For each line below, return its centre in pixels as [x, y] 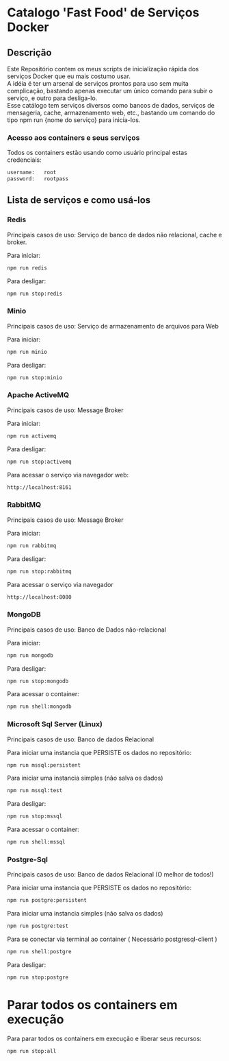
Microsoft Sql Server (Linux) [55, 724]
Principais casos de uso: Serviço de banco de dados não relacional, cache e [114, 235]
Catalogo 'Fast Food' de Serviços [103, 13]
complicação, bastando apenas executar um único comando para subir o [110, 91]
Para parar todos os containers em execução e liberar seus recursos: [104, 1038]
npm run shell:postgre [39, 952]
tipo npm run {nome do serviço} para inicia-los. [74, 120]
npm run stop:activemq [39, 462]
